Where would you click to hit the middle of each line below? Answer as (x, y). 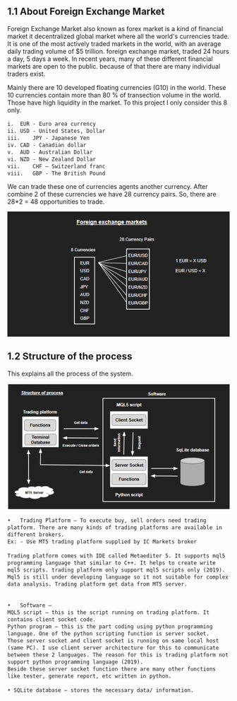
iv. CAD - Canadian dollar (47, 145)
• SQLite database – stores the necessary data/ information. (101, 690)
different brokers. (36, 535)
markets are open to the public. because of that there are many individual (114, 66)
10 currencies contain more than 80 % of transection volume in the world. (114, 95)
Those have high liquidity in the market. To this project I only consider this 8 (117, 103)
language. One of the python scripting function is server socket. (109, 634)
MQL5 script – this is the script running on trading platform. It (109, 613)
